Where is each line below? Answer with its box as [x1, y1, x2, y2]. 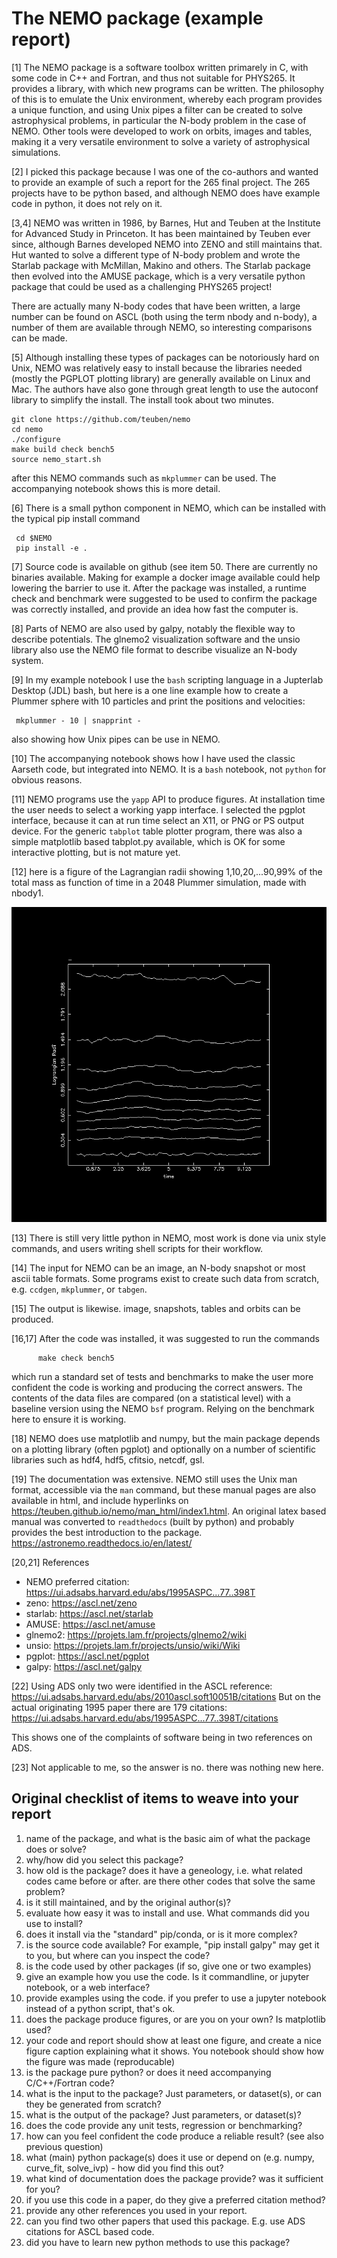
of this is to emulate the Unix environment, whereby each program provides [11, 93, 323, 105]
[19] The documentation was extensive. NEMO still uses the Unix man [11, 1473, 298, 1485]
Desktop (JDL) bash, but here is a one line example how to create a [11, 684, 289, 696]
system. [11, 654, 44, 666]
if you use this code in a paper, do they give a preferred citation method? [25, 2193, 326, 2206]
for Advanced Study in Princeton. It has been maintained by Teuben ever [11, 227, 311, 239]
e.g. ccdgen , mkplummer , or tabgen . [11, 1283, 148, 1295]
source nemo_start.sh [11, 454, 102, 464]
